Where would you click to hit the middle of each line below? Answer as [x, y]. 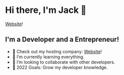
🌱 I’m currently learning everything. [48, 57]
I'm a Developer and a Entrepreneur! [62, 39]
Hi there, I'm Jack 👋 [46, 10]
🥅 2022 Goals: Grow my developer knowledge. [60, 67]
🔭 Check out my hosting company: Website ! [57, 51]
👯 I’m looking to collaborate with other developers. [64, 62]
